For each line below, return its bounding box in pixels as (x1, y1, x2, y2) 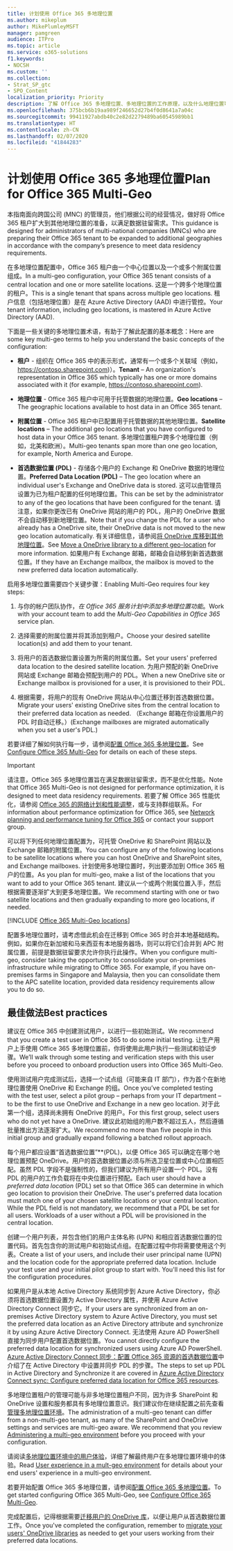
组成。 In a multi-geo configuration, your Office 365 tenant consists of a (7, 272, 212, 280)
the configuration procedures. (7, 1272, 93, 1280)
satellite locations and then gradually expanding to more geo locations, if (7, 896, 215, 904)
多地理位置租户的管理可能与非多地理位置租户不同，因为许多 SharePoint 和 (7, 1390, 218, 1398)
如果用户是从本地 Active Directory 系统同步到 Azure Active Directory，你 (7, 1287, 215, 1295)
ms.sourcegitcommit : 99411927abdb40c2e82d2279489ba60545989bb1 (7, 113, 194, 120)
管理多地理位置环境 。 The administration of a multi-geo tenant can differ (7, 1407, 213, 1416)
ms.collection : (7, 74, 51, 82)
